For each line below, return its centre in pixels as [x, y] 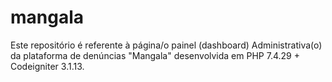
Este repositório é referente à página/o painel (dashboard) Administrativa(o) [166, 45]
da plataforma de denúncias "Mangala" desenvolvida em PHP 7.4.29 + [155, 55]
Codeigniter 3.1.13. [47, 66]
